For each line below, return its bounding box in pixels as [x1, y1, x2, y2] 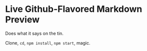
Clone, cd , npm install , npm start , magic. [5, 40, 91, 46]
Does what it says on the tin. [5, 30, 64, 36]
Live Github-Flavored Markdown [5, 3, 142, 15]
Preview [5, 14, 40, 25]
